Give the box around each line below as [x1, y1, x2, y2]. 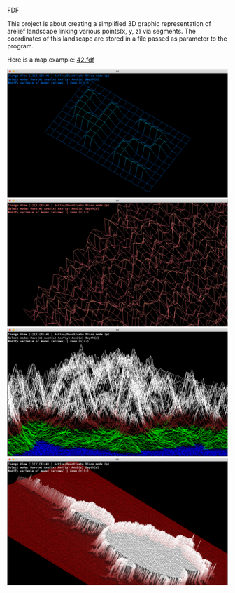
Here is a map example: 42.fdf [7, 55, 94, 64]
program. [7, 42, 34, 50]
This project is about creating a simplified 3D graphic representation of [7, 20, 211, 27]
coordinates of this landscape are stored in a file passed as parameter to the [7, 34, 227, 43]
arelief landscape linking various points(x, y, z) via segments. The [7, 27, 197, 35]
